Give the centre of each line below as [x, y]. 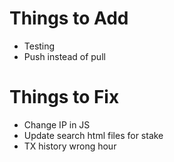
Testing [39, 46]
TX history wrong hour [70, 146]
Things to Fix [64, 97]
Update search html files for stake [93, 135]
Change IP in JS [57, 124]
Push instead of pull [64, 56]
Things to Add [69, 18]
